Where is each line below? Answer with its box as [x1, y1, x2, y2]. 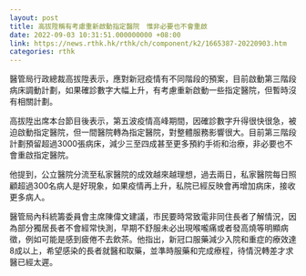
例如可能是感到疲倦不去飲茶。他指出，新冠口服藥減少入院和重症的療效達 [25, 234, 297, 245]
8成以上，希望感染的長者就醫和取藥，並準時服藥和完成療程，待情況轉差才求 [9, 245, 294, 256]
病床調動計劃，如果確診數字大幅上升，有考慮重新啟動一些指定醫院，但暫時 [9, 85, 289, 96]
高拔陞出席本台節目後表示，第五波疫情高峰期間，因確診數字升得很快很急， [9, 116, 289, 127]
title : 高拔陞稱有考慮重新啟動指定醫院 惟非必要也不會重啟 [9, 22, 208, 31]
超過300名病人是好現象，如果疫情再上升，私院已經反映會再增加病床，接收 [16, 180, 296, 191]
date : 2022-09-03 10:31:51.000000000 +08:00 [9, 30, 181, 39]
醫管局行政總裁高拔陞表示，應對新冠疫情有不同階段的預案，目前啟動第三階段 [9, 74, 297, 85]
